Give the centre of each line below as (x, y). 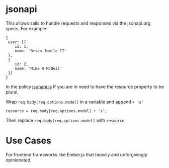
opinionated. (19, 160)
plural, (12, 92)
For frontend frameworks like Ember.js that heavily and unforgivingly (76, 154)
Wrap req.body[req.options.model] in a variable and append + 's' (75, 102)
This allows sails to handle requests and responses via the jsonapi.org (78, 23)
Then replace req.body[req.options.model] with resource (65, 120)
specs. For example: (27, 28)
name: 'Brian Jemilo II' (41, 51)
